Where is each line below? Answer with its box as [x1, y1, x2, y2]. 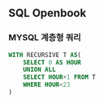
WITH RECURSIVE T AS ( [8, 51, 82, 59]
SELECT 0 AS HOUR [23, 58, 82, 67]
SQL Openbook [8, 6, 87, 20]
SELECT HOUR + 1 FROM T [23, 73, 96, 81]
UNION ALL [23, 66, 57, 74]
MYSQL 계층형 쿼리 [8, 32, 81, 43]
